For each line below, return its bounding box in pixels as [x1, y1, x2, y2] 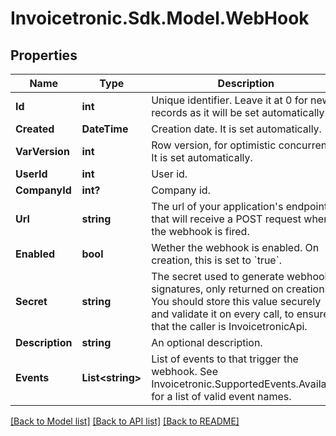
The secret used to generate [151, 270, 285, 283]
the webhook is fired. [151, 225, 250, 238]
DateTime [81, 122, 129, 136]
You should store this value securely [151, 295, 322, 308]
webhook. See [151, 365, 219, 378]
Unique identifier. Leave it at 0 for [151, 93, 308, 107]
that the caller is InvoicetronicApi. [151, 320, 308, 333]
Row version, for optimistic [151, 138, 277, 152]
